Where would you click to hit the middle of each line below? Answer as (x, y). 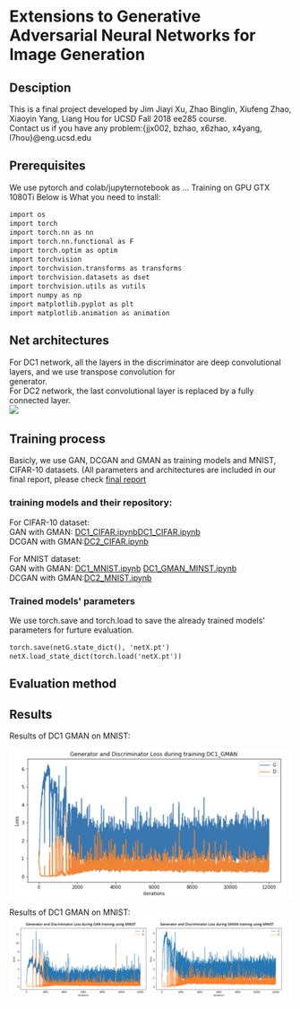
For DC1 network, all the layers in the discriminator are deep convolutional (146, 362)
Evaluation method (63, 684)
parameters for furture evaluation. (72, 630)
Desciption (40, 87)
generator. (28, 381)
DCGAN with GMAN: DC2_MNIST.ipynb (81, 578)
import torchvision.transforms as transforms (95, 268)
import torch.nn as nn (51, 232)
